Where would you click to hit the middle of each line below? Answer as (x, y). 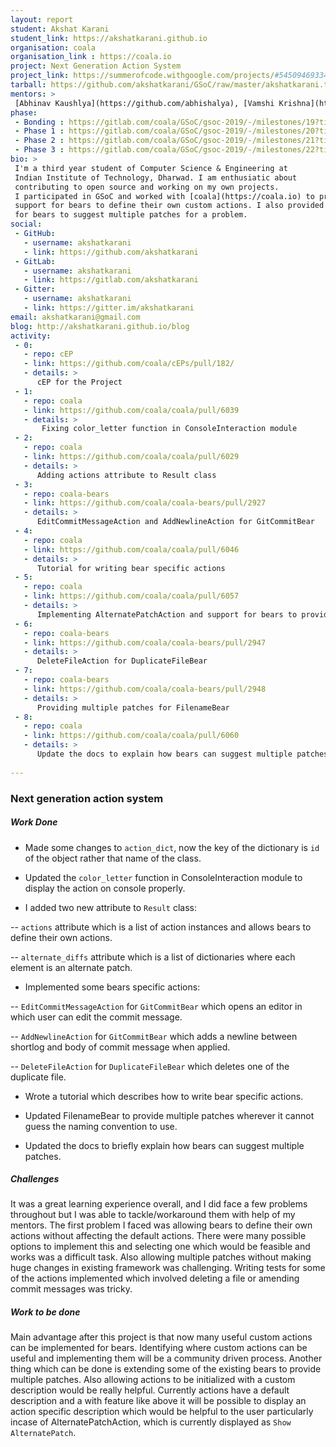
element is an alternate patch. (71, 967)
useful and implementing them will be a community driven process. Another (166, 1358)
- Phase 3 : (39, 150)
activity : (31, 336)
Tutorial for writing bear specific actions (131, 568)
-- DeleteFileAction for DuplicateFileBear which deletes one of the (150, 1066)
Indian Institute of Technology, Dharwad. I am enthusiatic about (156, 177)
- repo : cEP (48, 354)
